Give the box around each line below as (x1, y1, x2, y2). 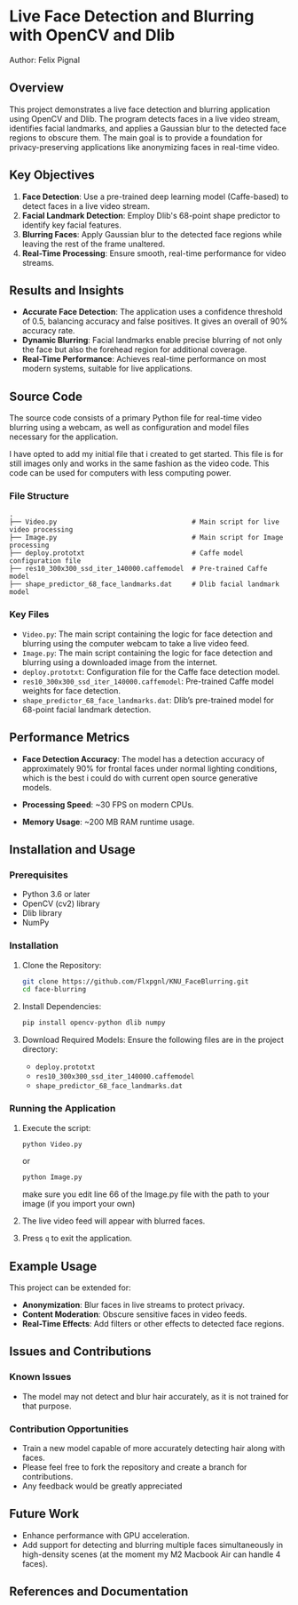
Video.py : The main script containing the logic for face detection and (21, 629, 273, 639)
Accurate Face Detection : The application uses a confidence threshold (21, 307, 283, 317)
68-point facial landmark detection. (21, 704, 152, 715)
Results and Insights (9, 283, 124, 298)
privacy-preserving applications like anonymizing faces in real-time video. (9, 141, 280, 152)
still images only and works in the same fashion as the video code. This (9, 458, 270, 469)
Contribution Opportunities (9, 1423, 129, 1435)
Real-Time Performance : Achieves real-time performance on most (21, 354, 267, 365)
